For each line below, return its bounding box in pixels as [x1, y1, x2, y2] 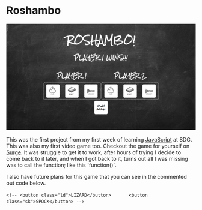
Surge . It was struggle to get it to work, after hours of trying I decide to [6, 149, 182, 156]
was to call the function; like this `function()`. [6, 161, 117, 169]
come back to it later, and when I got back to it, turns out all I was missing [6, 155, 188, 163]
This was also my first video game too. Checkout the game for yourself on [6, 142, 190, 150]
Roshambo [6, 4, 61, 17]
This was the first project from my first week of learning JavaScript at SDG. [6, 136, 192, 143]
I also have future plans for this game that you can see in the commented [6, 173, 188, 181]
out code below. [6, 179, 46, 187]
